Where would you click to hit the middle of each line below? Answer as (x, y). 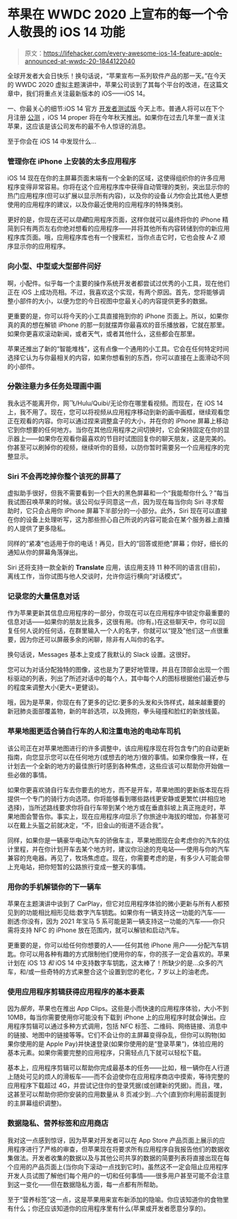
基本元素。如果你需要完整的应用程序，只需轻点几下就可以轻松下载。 (106, 1053)
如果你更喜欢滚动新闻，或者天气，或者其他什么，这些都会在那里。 (103, 333)
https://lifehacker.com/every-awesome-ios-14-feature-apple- (133, 53)
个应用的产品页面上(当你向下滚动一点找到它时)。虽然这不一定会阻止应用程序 (118, 1167)
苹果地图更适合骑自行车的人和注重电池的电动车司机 (94, 731)
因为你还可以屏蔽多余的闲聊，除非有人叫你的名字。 (93, 640)
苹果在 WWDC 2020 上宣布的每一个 (112, 15)
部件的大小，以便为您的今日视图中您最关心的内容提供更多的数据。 (115, 301)
